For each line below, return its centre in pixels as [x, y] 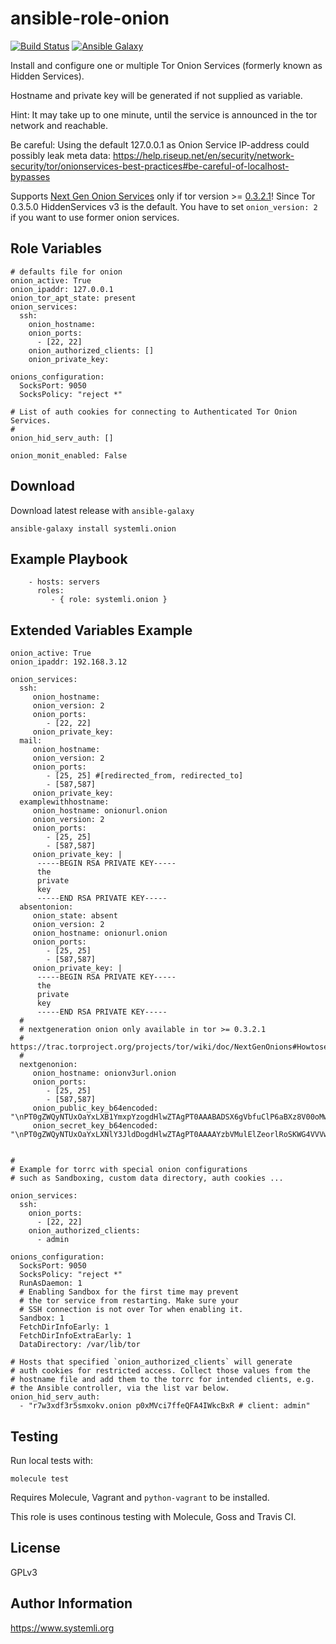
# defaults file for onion [66, 272]
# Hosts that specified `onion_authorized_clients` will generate [151, 1362]
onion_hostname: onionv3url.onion [104, 1073]
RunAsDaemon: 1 [51, 1283]
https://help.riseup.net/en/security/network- [203, 155]
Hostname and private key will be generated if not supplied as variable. [156, 95]
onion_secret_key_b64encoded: [95, 1126]
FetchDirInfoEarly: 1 [64, 1327]
